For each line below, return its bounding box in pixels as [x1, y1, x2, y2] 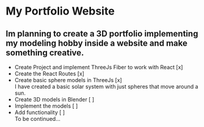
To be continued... [14, 115, 60, 122]
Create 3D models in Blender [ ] [14, 96, 95, 103]
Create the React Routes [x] [14, 70, 85, 77]
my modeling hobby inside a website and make [5, 38, 188, 48]
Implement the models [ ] [14, 102, 78, 109]
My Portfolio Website [5, 4, 115, 18]
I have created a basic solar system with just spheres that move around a [14, 83, 199, 90]
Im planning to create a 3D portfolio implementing [5, 29, 199, 39]
